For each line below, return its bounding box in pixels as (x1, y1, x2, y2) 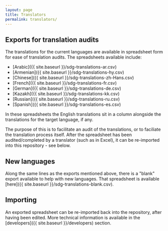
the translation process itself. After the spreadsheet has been (5, 132, 132, 138)
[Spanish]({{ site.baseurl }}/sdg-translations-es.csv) (12, 101, 121, 107)
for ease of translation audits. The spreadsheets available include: (5, 54, 142, 61)
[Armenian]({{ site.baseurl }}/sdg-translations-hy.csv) (12, 69, 124, 76)
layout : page (5, 7, 33, 13)
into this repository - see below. (5, 142, 71, 149)
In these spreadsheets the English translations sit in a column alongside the (5, 111, 161, 118)
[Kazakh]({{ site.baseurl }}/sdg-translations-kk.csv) (12, 91, 120, 97)
